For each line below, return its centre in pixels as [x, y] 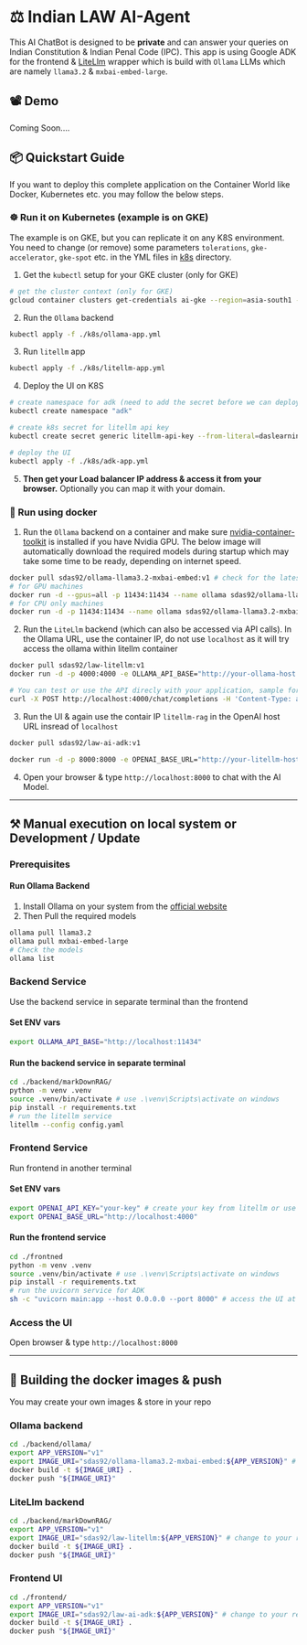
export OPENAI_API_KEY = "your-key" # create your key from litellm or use [153, 1208]
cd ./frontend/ [38, 1597]
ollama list [32, 958]
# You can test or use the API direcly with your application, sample [147, 691]
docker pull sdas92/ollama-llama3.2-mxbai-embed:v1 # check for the [143, 578]
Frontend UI [36, 1578]
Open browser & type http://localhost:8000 [94, 1342]
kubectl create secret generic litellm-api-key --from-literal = [134, 436]
